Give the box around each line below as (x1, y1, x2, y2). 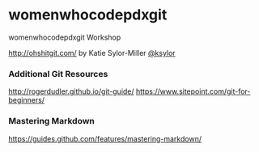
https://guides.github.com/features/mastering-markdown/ (8, 133, 202, 143)
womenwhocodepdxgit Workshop (8, 32, 121, 42)
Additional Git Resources (8, 68, 108, 79)
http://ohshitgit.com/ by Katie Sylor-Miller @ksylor (8, 48, 176, 57)
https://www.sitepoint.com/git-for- (136, 87, 251, 96)
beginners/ (8, 95, 45, 105)
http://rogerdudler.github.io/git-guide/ (8, 87, 135, 96)
